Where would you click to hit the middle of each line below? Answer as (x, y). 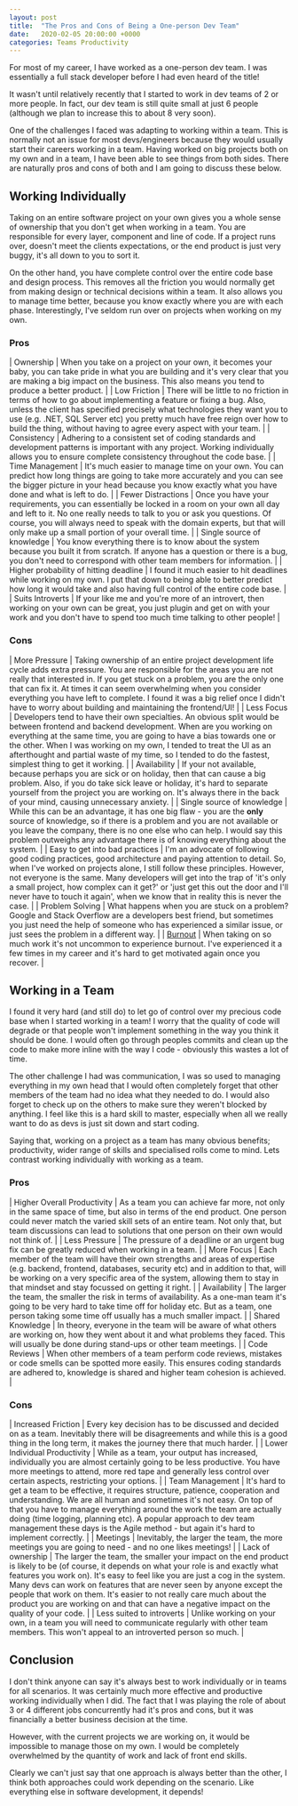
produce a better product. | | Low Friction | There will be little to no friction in (149, 391)
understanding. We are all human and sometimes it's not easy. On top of (141, 1500)
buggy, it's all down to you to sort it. (74, 255)
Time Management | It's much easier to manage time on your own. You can (146, 466)
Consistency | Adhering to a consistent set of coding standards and (133, 438)
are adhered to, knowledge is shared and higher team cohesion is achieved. (148, 1372)
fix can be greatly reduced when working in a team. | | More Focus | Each (143, 1249)
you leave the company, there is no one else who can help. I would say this (146, 830)
